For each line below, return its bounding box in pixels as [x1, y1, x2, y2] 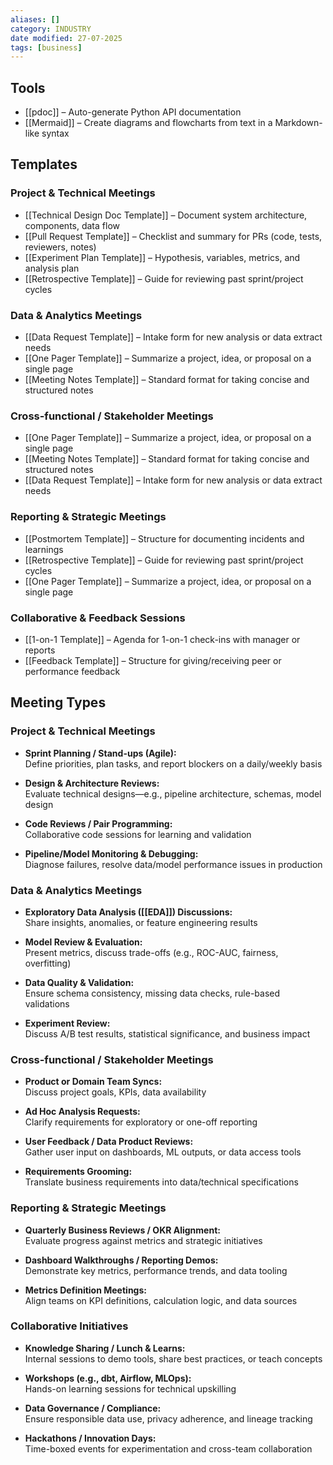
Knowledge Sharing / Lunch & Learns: [24, 1342, 186, 1354]
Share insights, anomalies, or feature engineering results [24, 916, 258, 928]
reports [24, 644, 56, 656]
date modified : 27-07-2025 [10, 33, 123, 43]
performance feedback [24, 665, 121, 677]
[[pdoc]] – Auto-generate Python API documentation [24, 106, 242, 118]
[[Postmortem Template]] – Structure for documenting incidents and [24, 532, 305, 545]
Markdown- [274, 117, 323, 129]
